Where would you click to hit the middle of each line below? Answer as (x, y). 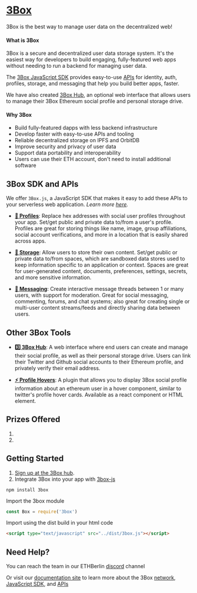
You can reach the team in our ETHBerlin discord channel (76, 566)
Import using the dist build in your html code (60, 523)
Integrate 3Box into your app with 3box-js (65, 479)
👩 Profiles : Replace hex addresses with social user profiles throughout (100, 216)
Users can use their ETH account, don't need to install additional (93, 159)
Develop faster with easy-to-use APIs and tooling (74, 134)
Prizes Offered (33, 420)
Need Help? (28, 552)
